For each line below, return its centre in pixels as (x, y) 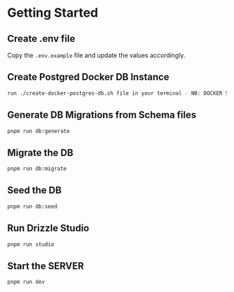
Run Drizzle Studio (48, 228)
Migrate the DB (40, 152)
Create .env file (41, 39)
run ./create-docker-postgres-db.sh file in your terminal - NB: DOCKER (115, 93)
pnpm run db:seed (32, 206)
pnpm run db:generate (39, 131)
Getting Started (53, 13)
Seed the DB (34, 191)
